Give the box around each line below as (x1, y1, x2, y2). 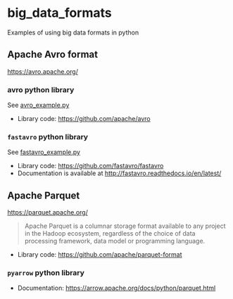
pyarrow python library (7, 268, 84, 278)
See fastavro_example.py (7, 148, 81, 156)
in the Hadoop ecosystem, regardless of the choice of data (24, 229, 196, 238)
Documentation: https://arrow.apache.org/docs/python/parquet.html (17, 284, 216, 293)
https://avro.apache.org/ (7, 67, 79, 75)
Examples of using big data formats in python (7, 28, 139, 37)
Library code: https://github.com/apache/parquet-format (17, 250, 182, 259)
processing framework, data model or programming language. (24, 237, 206, 246)
